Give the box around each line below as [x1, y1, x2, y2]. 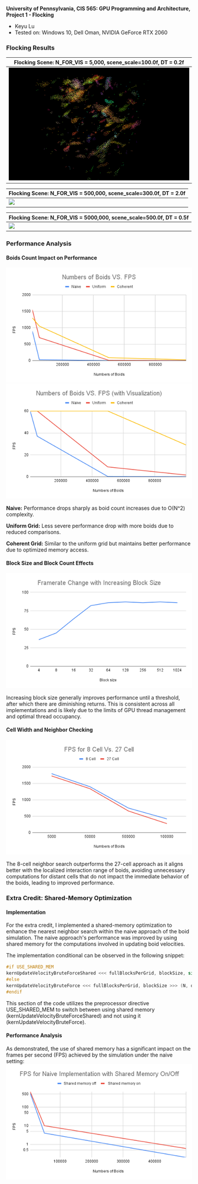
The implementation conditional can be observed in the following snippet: [6, 952, 184, 959]
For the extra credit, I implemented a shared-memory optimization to [6, 921, 173, 929]
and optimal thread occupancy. [6, 713, 82, 720]
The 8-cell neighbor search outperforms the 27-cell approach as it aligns [6, 861, 184, 868]
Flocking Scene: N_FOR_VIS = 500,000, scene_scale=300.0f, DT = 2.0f [8, 190, 186, 197]
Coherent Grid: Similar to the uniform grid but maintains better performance [6, 540, 191, 547]
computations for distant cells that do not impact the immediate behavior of [6, 873, 189, 880]
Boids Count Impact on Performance [6, 254, 97, 261]
